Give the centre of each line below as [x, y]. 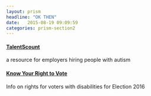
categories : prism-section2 [41, 28]
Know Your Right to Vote [37, 74]
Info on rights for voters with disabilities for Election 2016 [75, 87]
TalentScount [23, 47]
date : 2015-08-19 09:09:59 [42, 22]
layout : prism [24, 11]
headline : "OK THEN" [32, 17]
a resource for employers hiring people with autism [68, 60]
